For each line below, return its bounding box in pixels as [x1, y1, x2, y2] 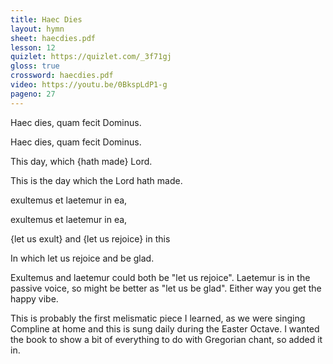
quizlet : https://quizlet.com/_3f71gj [10, 52, 172, 62]
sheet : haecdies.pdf [10, 33, 97, 43]
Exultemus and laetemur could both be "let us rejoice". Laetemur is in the [10, 271, 311, 283]
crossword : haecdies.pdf [10, 71, 114, 81]
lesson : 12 [10, 42, 56, 53]
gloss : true [10, 61, 60, 71]
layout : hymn [10, 24, 65, 34]
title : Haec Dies [10, 14, 83, 25]
